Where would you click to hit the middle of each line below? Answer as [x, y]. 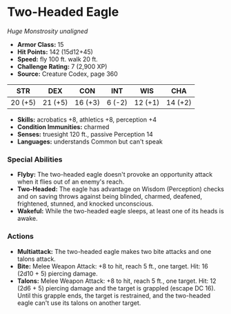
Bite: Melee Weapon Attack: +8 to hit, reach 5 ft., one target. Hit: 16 [112, 266]
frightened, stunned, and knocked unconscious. [85, 204]
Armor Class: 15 [40, 44]
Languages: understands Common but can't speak [90, 141]
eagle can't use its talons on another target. [79, 303]
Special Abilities [35, 159]
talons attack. [37, 259]
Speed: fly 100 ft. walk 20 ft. [57, 59]
